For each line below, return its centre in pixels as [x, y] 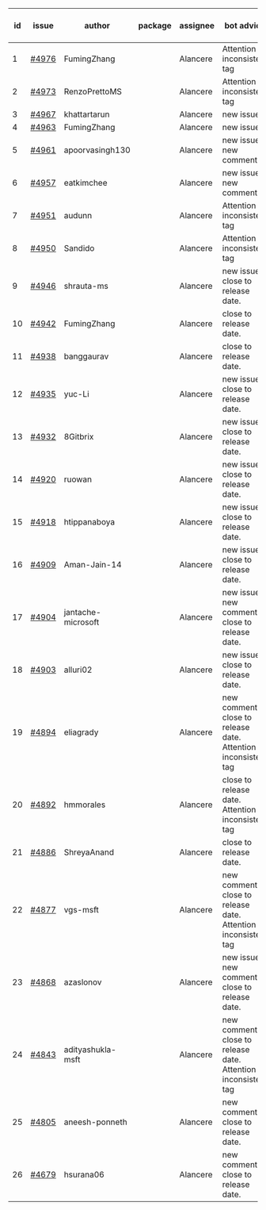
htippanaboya [89, 522]
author [97, 25]
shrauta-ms [86, 286]
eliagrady [81, 732]
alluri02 [78, 670]
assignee [197, 25]
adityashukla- [90, 1049]
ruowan [78, 479]
